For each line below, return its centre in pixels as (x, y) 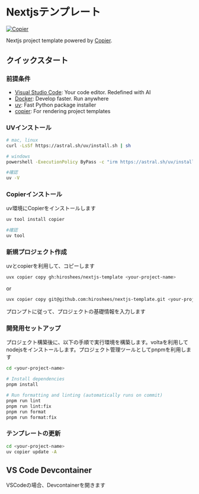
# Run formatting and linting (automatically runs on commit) (84, 395)
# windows (18, 156)
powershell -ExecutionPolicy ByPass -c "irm (62, 162)
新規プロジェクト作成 (36, 252)
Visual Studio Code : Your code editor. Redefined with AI (83, 92)
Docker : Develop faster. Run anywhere (62, 98)
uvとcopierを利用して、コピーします (50, 266)
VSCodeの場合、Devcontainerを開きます (56, 485)
